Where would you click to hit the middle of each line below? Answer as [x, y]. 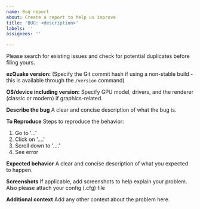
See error [27, 152]
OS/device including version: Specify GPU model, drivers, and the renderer [100, 92]
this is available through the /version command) [65, 81]
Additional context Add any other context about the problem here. [88, 199]
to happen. [19, 170]
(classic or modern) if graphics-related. [55, 99]
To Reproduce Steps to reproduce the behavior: [65, 122]
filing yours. [21, 63]
